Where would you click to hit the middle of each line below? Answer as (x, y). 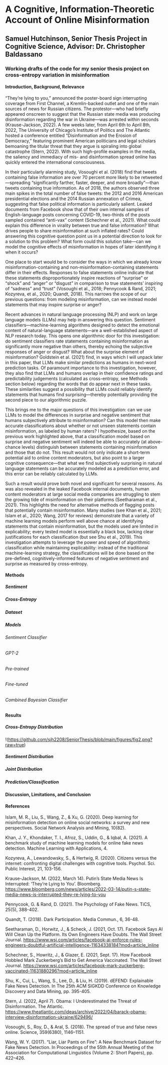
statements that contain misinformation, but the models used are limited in (82, 526)
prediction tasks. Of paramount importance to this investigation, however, (81, 368)
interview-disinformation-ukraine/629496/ (49, 1017)
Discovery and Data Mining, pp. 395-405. (48, 992)
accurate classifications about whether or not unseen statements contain (81, 426)
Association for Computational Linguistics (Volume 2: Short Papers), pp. (79, 1053)
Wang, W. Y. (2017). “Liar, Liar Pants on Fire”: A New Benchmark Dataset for (83, 1042)
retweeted (152, 177)
